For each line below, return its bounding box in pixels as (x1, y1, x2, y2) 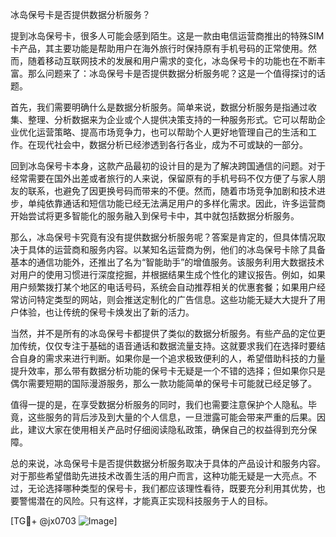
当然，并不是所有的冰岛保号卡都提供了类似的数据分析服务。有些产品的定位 (10, 328, 317, 339)
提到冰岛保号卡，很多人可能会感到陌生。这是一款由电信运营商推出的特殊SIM (10, 30, 325, 42)
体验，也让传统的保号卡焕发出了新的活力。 (18, 306, 195, 318)
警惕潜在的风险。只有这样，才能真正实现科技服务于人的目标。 (18, 495, 273, 507)
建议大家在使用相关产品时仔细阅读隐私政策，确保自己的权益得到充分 (27, 424, 308, 435)
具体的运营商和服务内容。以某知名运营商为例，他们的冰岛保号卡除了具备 (27, 244, 326, 255)
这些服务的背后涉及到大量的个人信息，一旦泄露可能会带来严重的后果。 (27, 411, 317, 423)
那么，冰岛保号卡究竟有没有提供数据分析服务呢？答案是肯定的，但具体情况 (10, 231, 317, 243)
